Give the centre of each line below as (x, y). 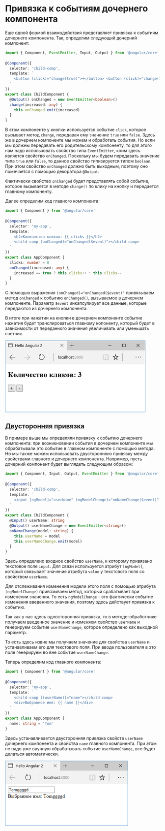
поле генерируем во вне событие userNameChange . (57, 652)
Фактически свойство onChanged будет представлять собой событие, (77, 181)
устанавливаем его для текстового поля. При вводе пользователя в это (81, 647)
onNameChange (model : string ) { (41, 531)
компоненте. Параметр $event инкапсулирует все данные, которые (76, 303)
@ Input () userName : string (37, 520)
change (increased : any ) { (36, 105)
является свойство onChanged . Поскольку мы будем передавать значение (82, 156)
